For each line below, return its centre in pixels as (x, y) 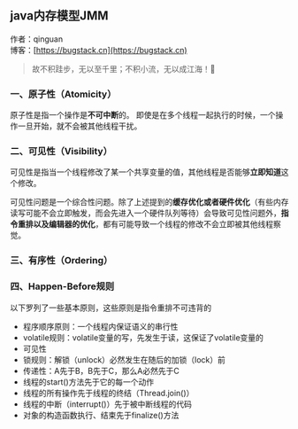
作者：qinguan (37, 39)
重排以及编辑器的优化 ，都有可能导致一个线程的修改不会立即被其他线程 (145, 224)
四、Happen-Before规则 (62, 286)
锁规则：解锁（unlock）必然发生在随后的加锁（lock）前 (124, 359)
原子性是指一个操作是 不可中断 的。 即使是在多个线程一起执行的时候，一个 (143, 115)
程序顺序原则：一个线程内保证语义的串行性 (100, 326)
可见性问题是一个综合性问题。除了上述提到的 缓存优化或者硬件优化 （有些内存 (149, 202)
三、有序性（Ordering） (61, 261)
